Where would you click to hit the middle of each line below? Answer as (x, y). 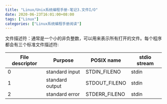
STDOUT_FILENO (106, 83)
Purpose (63, 60)
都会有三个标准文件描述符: (32, 45)
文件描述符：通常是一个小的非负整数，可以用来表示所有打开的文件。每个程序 (83, 38)
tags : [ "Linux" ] (22, 19)
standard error (63, 94)
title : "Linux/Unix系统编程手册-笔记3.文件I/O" (51, 10)
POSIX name (106, 60)
